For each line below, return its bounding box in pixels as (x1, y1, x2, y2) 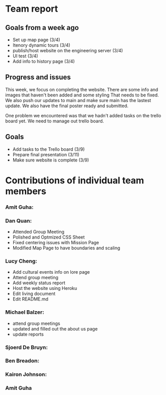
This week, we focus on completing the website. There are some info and (5, 86, 158, 92)
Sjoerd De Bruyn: (5, 344, 48, 351)
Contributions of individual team (5, 175, 144, 186)
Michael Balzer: (5, 309, 45, 316)
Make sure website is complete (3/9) (12, 157, 90, 163)
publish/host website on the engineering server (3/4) (12, 48, 123, 53)
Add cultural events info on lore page (12, 269, 90, 275)
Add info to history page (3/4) (12, 58, 75, 64)
